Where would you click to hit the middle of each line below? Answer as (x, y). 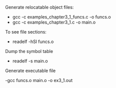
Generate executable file (30, 70)
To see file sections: (26, 32)
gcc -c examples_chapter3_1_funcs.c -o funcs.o (61, 17)
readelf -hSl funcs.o (33, 41)
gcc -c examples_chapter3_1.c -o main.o (54, 22)
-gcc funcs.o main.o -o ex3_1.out (39, 80)
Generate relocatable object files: (39, 7)
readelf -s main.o (30, 61)
